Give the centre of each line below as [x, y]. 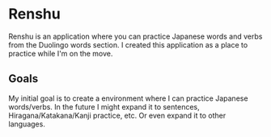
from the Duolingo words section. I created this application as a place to [128, 44]
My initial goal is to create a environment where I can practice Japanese [128, 98]
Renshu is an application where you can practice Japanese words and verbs [135, 36]
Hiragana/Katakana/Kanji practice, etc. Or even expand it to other [117, 115]
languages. [27, 124]
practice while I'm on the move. [61, 53]
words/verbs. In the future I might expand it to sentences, [104, 106]
